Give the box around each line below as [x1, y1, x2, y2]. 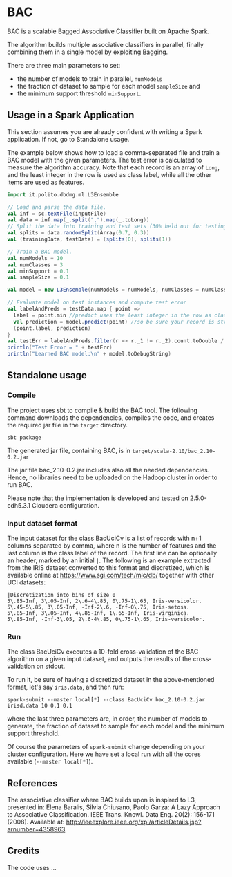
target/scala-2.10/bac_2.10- [132, 447, 216, 454]
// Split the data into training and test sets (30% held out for [7, 223, 202, 230]
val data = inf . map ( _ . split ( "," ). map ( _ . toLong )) [7, 216, 150, 223]
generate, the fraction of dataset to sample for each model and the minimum [7, 722, 224, 730]
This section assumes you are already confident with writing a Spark [7, 127, 202, 136]
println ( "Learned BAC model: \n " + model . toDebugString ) [7, 351, 171, 358]
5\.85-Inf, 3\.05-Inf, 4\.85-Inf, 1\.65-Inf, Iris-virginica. [7, 609, 190, 616]
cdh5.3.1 [7, 501, 31, 509]
